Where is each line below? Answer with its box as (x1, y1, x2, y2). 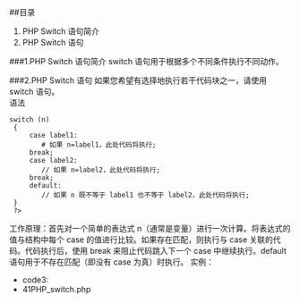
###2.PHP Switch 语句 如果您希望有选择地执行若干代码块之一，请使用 (9, 75, 267, 86)
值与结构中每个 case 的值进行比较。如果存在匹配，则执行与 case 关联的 (9, 234, 273, 245)
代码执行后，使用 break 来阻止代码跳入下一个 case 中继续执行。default (24, 246, 287, 256)
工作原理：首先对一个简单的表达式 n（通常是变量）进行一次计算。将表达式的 (9, 223, 291, 233)
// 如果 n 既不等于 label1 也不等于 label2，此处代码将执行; (41, 190, 250, 199)
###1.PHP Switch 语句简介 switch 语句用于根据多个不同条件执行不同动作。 (9, 56, 284, 66)
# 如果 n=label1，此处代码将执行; (41, 140, 157, 149)
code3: (21, 274, 49, 285)
